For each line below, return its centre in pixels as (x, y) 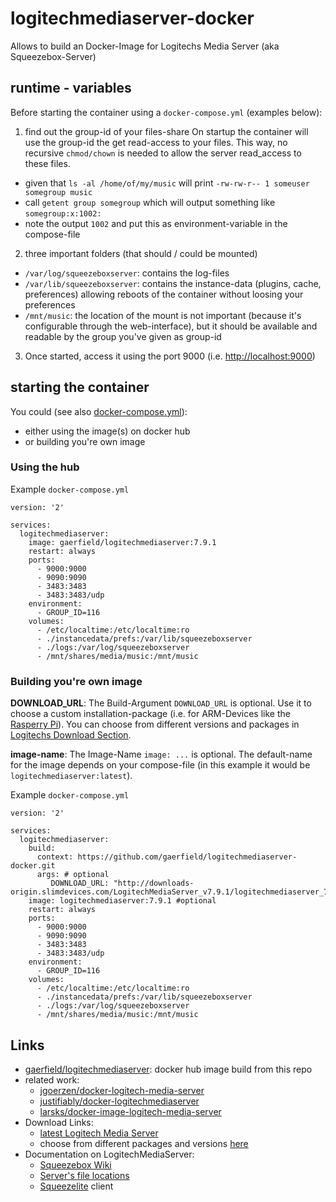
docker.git (33, 866)
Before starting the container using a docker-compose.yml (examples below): (166, 112)
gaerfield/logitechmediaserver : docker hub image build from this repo (168, 1069)
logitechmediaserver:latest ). (71, 776)
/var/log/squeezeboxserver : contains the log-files (127, 273)
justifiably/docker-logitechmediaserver (119, 1101)
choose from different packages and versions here (144, 1143)
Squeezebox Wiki (75, 1164)
